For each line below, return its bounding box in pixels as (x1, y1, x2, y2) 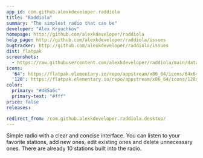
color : (6, 82, 23, 88)
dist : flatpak (6, 48, 42, 54)
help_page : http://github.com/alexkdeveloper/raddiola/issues (6, 37, 166, 43)
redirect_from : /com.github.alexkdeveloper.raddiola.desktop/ (6, 116, 166, 122)
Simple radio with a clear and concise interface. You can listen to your (6, 132, 180, 139)
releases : (6, 104, 31, 111)
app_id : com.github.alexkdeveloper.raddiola (6, 8, 120, 15)
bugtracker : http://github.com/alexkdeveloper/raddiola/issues (6, 43, 169, 49)
